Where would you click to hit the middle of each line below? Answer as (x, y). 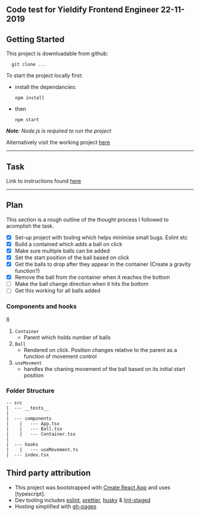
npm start (27, 120)
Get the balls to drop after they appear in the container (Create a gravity (103, 265)
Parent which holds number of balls (67, 337)
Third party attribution (49, 473)
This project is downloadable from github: (57, 54)
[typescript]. (30, 493)
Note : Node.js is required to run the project (59, 131)
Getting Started (35, 39)
